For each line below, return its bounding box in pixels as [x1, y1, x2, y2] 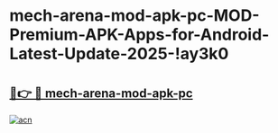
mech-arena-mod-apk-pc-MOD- [9, 5, 260, 26]
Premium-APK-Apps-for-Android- [9, 24, 270, 45]
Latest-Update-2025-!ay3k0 [9, 44, 229, 64]
